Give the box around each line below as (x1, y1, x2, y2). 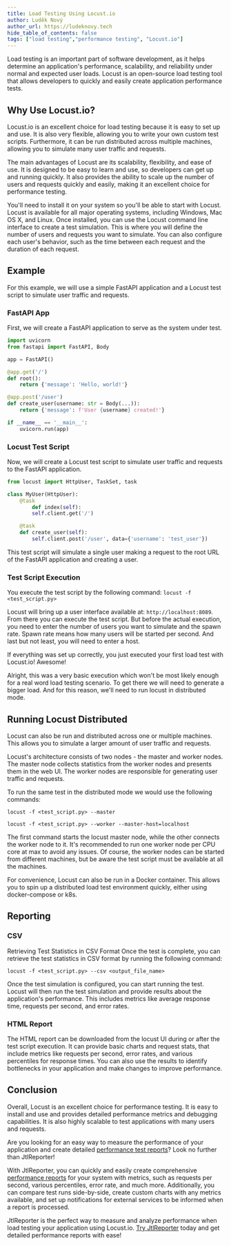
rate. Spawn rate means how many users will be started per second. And (7, 630, 214, 638)
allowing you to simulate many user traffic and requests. (7, 145, 167, 153)
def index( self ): (32, 504, 81, 510)
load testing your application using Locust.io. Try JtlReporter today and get (7, 1224, 220, 1232)
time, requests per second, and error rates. (7, 1002, 130, 1010)
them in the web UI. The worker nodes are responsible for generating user (7, 767, 218, 775)
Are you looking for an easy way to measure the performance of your (7, 1138, 204, 1146)
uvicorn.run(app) (19, 425, 70, 432)
